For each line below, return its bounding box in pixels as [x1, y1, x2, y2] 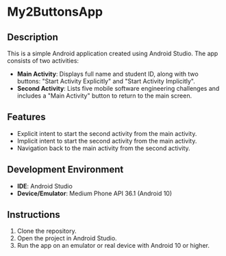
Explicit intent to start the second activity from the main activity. [16, 129, 197, 137]
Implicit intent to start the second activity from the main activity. [16, 137, 197, 145]
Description [7, 31, 58, 43]
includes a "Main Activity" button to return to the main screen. [16, 91, 192, 100]
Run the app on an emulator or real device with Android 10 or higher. [16, 242, 210, 250]
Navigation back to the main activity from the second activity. [16, 144, 190, 152]
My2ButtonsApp [7, 4, 103, 20]
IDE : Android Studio [16, 182, 73, 190]
